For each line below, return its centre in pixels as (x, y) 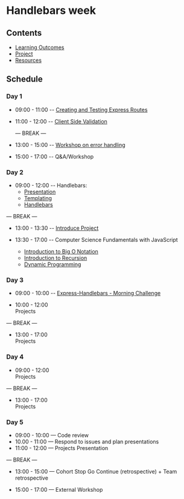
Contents (24, 33)
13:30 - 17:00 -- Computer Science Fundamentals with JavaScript (96, 240)
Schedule (25, 79)
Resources (28, 60)
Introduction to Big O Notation (61, 251)
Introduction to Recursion (56, 258)
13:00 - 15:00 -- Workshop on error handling (70, 145)
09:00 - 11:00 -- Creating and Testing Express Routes (81, 109)
